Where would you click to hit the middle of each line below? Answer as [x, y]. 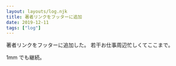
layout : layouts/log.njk [37, 11]
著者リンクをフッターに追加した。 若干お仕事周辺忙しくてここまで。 [90, 45]
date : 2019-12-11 [28, 22]
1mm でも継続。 [26, 58]
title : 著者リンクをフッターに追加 [44, 17]
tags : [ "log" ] [24, 28]
